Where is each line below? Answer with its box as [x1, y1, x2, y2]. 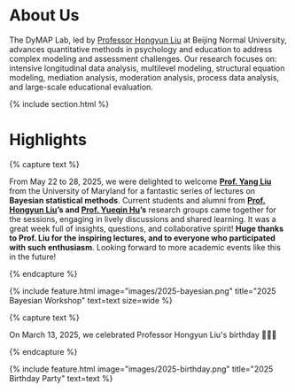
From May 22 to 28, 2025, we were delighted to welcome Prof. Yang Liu [9, 176, 272, 187]
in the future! [9, 251, 57, 262]
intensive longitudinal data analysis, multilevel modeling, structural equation [9, 63, 285, 73]
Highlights [9, 130, 87, 150]
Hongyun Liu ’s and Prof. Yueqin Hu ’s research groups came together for [9, 204, 277, 215]
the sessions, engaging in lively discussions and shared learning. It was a [9, 213, 276, 224]
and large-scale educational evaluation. [9, 81, 153, 92]
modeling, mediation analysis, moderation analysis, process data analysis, [9, 72, 280, 82]
